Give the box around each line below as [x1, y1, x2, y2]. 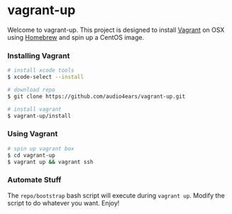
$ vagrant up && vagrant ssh [7, 158, 94, 165]
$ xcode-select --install [7, 74, 84, 81]
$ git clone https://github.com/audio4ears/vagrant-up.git [7, 93, 186, 100]
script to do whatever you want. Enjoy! [7, 198, 120, 207]
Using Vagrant [7, 129, 58, 139]
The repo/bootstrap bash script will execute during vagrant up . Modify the [7, 191, 225, 200]
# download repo [7, 86, 55, 94]
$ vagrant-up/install [7, 112, 72, 119]
